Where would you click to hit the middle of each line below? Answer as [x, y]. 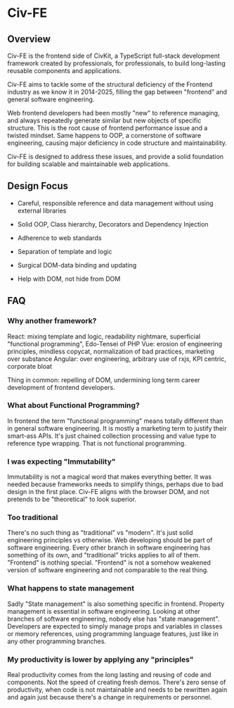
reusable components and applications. [64, 71]
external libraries [42, 210]
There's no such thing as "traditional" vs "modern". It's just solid [100, 533]
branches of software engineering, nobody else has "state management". [113, 619]
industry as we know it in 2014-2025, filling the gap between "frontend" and [117, 92]
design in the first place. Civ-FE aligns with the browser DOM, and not [108, 492]
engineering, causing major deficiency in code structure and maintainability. [117, 143]
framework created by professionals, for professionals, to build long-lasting [117, 63]
